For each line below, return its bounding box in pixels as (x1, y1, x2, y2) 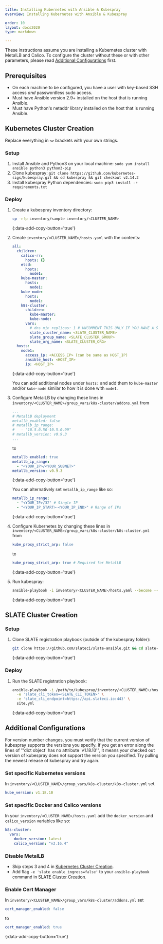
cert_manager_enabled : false (5, 906, 64, 911)
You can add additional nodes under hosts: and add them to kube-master (12, 380, 158, 386)
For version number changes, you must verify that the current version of (5, 736, 150, 743)
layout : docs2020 (5, 25, 40, 30)
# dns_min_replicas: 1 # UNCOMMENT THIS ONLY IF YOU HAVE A (30, 325, 154, 330)
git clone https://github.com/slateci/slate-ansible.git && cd (12, 646, 144, 651)
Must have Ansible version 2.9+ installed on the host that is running (12, 94, 147, 100)
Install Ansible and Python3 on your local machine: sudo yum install (12, 161, 150, 167)
